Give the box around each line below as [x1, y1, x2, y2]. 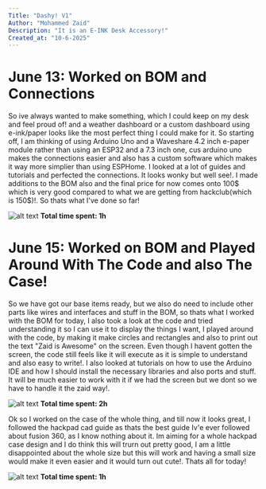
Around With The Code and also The [8, 256, 253, 274]
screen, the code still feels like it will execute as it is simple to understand [8, 350, 248, 359]
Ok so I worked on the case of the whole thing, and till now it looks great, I [8, 414, 251, 424]
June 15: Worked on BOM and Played [8, 239, 256, 257]
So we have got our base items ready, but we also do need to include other [8, 299, 254, 309]
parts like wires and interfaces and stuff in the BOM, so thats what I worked [8, 308, 255, 317]
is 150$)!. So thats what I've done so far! [8, 196, 141, 205]
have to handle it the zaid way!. [8, 383, 110, 394]
